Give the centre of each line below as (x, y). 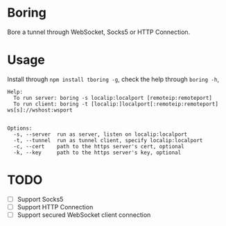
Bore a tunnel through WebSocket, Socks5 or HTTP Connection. (99, 32)
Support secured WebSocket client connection (84, 215)
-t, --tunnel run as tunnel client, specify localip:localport (108, 140)
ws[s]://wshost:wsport (40, 110)
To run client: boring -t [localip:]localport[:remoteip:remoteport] (116, 104)
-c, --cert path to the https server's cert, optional (99, 146)
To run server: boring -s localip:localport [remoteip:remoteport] (113, 98)
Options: (20, 128)
